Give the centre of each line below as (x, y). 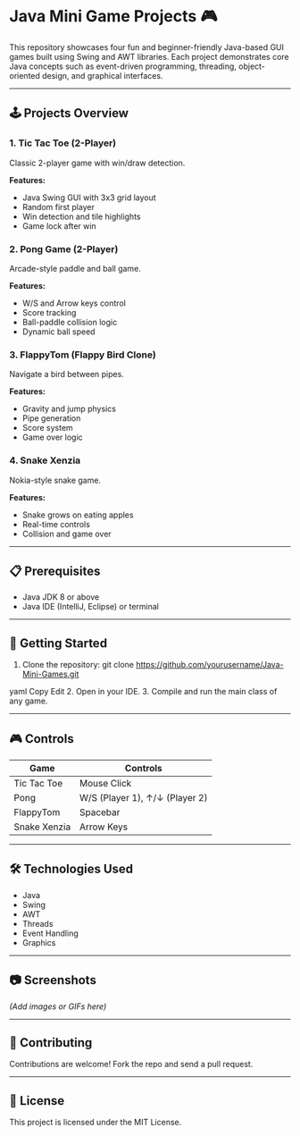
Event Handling (50, 933)
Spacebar (100, 812)
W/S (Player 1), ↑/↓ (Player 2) (143, 797)
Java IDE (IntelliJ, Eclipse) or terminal (90, 607)
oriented (25, 75)
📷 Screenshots (53, 980)
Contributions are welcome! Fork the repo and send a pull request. (131, 1064)
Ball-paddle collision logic (70, 322)
